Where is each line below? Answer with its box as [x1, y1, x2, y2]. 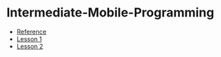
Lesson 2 [16, 42, 43, 50]
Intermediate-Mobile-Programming [6, 5, 215, 21]
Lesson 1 [16, 34, 42, 43]
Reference [16, 27, 47, 36]
